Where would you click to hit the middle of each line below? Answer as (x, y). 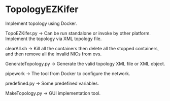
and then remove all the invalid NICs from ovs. (54, 54)
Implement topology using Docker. (41, 23)
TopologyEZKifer (42, 9)
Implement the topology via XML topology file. (54, 39)
